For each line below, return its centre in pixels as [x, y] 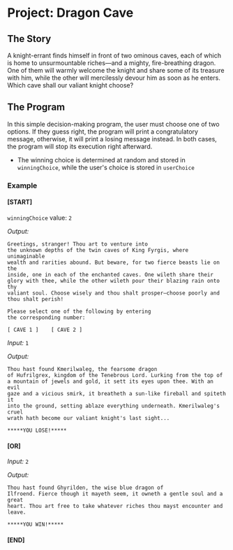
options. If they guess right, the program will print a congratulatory [103, 132]
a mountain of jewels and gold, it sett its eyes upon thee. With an [111, 381]
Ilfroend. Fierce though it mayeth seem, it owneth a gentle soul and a [115, 494]
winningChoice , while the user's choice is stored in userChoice [106, 167]
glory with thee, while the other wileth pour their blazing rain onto [113, 281]
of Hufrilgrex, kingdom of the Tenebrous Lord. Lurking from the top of [115, 375]
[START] [20, 202]
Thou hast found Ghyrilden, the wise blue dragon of [85, 488]
